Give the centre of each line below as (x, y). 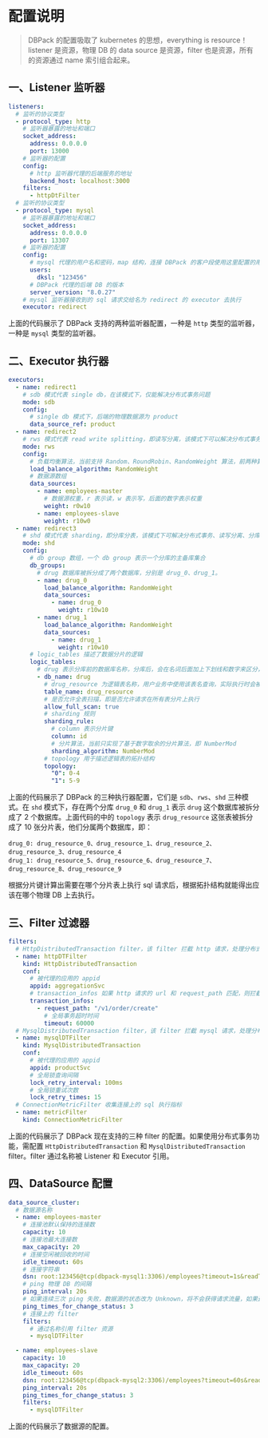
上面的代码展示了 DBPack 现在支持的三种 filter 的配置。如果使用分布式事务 (130, 1136)
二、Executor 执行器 (59, 361)
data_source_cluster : (44, 1202)
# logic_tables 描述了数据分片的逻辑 (86, 655)
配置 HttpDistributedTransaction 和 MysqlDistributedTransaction (137, 1146)
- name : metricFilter (51, 1112)
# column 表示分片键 (82, 729)
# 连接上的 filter (51, 1314)
